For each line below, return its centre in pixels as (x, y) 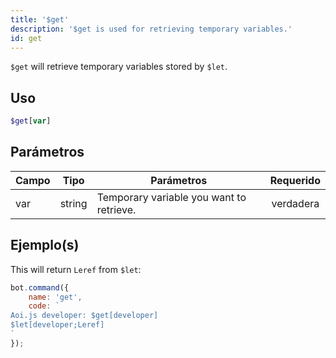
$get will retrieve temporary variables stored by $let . (119, 67)
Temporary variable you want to (171, 197)
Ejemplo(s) (45, 245)
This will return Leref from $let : (76, 269)
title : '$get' (40, 19)
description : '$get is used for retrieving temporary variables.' (151, 29)
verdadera (295, 203)
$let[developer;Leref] (57, 325)
